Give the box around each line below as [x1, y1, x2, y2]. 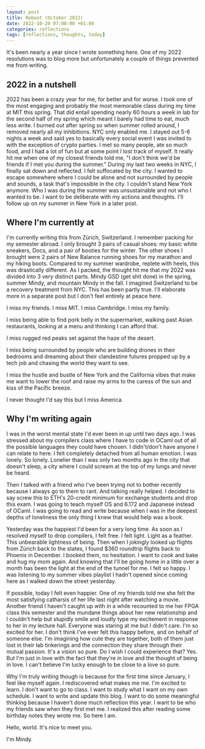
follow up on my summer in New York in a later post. [6, 200, 138, 207]
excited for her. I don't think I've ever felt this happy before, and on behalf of [6, 628, 199, 636]
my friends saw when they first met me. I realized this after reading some [6, 705, 191, 712]
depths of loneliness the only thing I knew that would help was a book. [6, 513, 184, 521]
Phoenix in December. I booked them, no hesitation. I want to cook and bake [6, 551, 199, 559]
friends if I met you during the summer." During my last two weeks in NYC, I [6, 160, 197, 168]
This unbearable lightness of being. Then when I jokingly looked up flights [6, 538, 193, 546]
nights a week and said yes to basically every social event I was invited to [6, 134, 192, 141]
